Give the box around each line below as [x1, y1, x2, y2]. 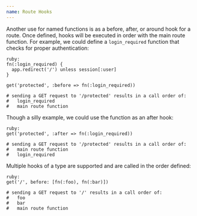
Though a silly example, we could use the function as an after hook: [6, 113, 174, 121]
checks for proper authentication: [6, 44, 89, 52]
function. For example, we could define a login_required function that [6, 38, 180, 45]
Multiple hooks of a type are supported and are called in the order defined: [6, 162, 191, 169]
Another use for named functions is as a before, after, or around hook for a [6, 25, 191, 32]
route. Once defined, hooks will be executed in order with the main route [6, 31, 186, 39]
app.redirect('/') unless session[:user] [11, 67, 117, 73]
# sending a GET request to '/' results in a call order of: [6, 190, 163, 196]
